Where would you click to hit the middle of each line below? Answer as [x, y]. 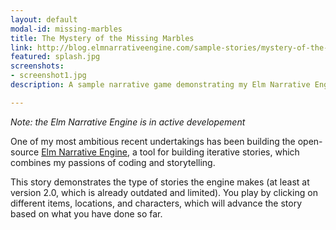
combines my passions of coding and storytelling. [113, 162]
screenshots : [37, 66]
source [25, 152]
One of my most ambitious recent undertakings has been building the [153, 141]
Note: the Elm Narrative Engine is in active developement [128, 122]
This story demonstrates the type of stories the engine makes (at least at [160, 182]
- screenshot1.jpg [48, 76]
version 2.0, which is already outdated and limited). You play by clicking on [164, 192]
